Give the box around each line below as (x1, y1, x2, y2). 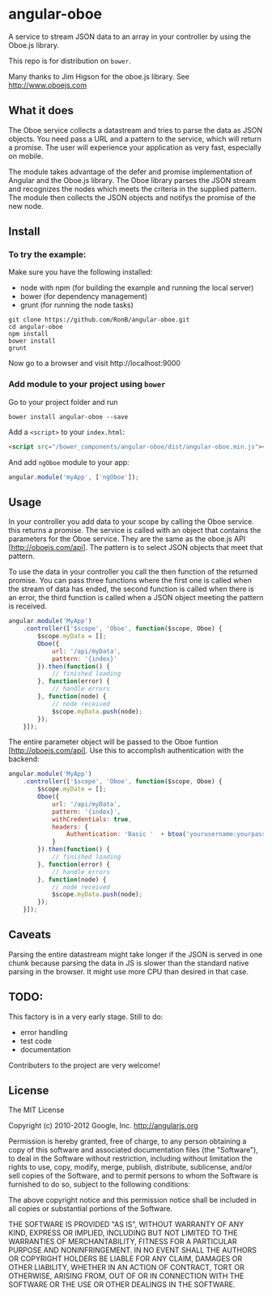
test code (19, 1036, 53, 1046)
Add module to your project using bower (8, 378, 166, 390)
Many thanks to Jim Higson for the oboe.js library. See (8, 71, 190, 81)
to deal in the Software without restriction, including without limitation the (8, 1153, 253, 1163)
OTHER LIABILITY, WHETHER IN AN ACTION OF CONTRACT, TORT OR (8, 1263, 244, 1273)
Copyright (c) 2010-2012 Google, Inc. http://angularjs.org (8, 1121, 198, 1131)
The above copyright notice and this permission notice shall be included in (8, 1196, 257, 1205)
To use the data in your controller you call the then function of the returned (8, 567, 258, 577)
